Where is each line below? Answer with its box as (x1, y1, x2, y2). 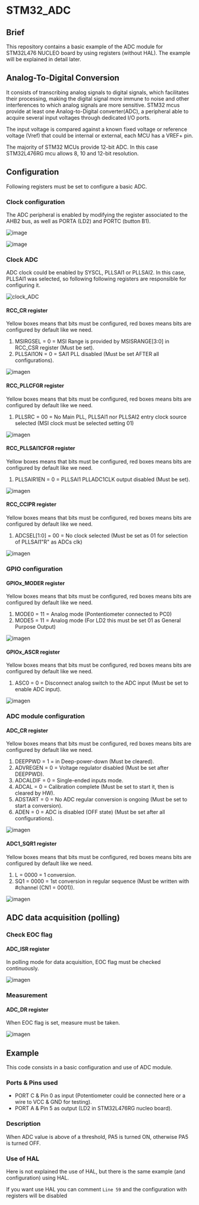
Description (6, 1120, 41, 1128)
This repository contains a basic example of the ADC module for (6, 43, 163, 50)
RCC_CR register (6, 307, 48, 314)
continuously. (6, 965, 39, 972)
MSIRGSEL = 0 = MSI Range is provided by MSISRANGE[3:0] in (14, 338, 169, 345)
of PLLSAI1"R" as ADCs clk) (14, 538, 83, 545)
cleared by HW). (14, 789, 55, 797)
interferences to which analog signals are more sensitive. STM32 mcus (6, 101, 180, 108)
